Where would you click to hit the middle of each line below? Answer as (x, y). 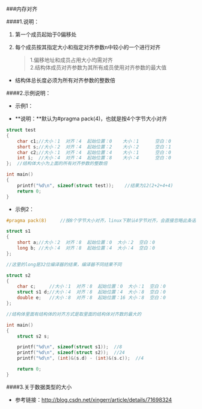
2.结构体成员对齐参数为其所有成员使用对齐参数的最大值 (98, 67)
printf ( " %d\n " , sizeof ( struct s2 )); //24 (71, 353)
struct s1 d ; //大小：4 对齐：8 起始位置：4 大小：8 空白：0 (92, 292)
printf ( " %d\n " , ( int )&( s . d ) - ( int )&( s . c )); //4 (81, 358)
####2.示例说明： (29, 93)
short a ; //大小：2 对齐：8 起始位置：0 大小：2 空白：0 (86, 242)
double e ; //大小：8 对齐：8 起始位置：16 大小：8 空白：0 (92, 298)
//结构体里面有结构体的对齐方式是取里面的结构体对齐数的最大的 (74, 314)
